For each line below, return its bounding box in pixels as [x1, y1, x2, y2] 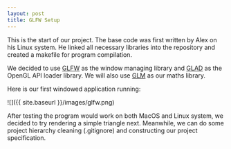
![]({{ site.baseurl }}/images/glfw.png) [7, 98, 115, 106]
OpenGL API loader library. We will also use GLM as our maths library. [7, 71, 206, 80]
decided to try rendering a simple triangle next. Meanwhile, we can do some [7, 119, 225, 127]
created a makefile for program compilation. [7, 50, 133, 59]
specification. [7, 133, 46, 142]
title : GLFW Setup [7, 17, 60, 24]
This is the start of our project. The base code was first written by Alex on [7, 35, 217, 44]
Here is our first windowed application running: [7, 85, 141, 93]
